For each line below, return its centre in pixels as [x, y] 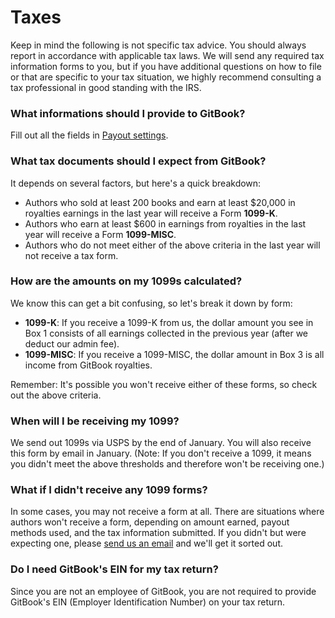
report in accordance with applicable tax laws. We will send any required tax [167, 55]
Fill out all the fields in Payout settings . [89, 135]
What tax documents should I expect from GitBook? [138, 161]
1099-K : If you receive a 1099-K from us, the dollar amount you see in [169, 322]
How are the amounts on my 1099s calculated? [126, 281]
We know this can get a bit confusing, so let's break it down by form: [151, 303]
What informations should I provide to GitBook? [128, 113]
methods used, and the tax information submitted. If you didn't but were [158, 533]
